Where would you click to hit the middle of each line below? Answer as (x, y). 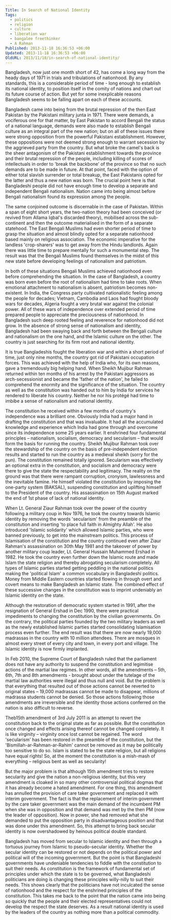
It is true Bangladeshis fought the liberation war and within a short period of (85, 352)
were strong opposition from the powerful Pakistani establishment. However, (86, 137)
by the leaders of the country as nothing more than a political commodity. (82, 912)
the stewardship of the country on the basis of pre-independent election (81, 449)
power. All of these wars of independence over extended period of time (80, 309)
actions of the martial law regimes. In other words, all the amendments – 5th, (86, 670)
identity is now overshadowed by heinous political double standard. (76, 831)
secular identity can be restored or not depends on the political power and (83, 852)
